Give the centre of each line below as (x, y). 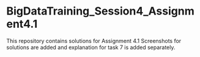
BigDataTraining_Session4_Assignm (100, 11)
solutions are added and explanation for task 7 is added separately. (91, 47)
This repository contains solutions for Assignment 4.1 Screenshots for (94, 41)
